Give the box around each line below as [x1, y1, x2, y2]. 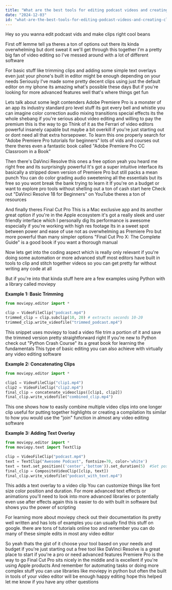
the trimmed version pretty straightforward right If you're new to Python [5, 335, 157, 341]
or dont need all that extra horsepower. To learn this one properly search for [5, 132, 166, 138]
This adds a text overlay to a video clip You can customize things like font [5, 483, 160, 489]
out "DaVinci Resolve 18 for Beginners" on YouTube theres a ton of [5, 191, 146, 197]
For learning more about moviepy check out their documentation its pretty [5, 514, 161, 521]
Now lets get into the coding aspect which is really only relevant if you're [5, 249, 159, 255]
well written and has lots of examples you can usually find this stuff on [5, 520, 154, 526]
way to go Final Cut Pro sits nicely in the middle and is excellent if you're [5, 557, 158, 563]
